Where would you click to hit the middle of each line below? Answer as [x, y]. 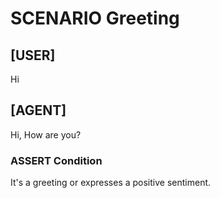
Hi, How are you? [46, 134]
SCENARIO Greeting [95, 18]
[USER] [33, 55]
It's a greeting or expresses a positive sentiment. [111, 183]
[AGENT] [38, 110]
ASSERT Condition [56, 160]
